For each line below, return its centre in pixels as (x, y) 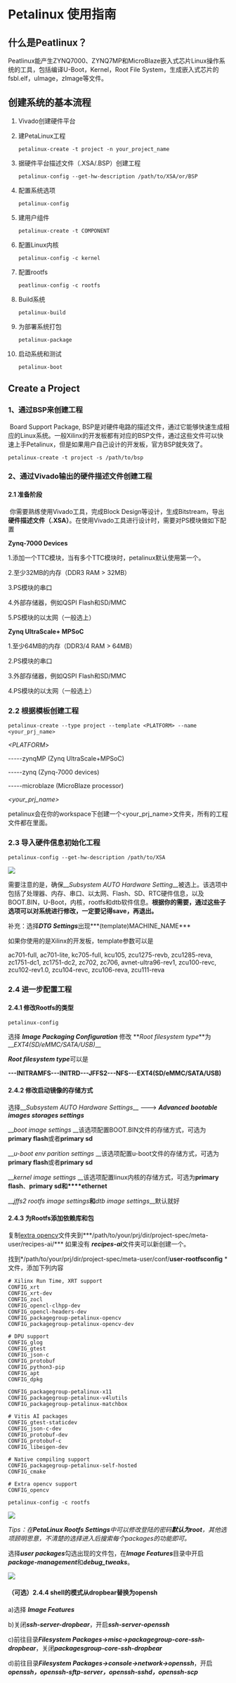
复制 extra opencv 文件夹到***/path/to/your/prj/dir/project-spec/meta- (109, 1235)
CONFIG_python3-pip (37, 1367)
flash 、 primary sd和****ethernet (58, 1186)
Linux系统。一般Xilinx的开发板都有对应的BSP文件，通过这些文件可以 (119, 435)
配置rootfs (33, 272)
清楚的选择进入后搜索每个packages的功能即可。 (121, 1538)
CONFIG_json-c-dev (35, 1429)
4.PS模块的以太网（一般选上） (52, 690)
